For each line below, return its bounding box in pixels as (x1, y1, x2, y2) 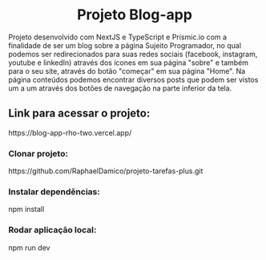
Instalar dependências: (8, 186, 100, 197)
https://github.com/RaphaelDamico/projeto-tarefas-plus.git (8, 166, 204, 176)
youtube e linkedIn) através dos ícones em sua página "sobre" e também (8, 58, 249, 67)
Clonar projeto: (8, 148, 68, 159)
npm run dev (8, 242, 50, 252)
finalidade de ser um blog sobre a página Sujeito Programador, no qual (8, 40, 242, 50)
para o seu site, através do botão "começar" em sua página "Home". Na (8, 66, 246, 75)
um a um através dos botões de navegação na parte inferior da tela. (8, 83, 232, 93)
